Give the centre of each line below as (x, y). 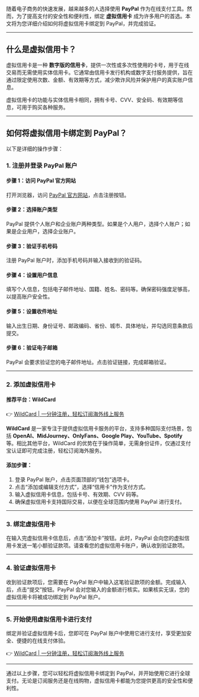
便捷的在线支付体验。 (42, 640)
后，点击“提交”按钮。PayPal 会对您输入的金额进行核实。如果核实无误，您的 (98, 589)
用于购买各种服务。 (45, 107)
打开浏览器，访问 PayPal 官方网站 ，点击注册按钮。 (68, 195)
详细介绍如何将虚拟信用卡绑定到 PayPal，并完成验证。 (93, 23)
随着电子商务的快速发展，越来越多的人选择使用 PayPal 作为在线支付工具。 (97, 9)
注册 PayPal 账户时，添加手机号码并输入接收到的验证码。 (76, 260)
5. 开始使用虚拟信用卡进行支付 (49, 619)
